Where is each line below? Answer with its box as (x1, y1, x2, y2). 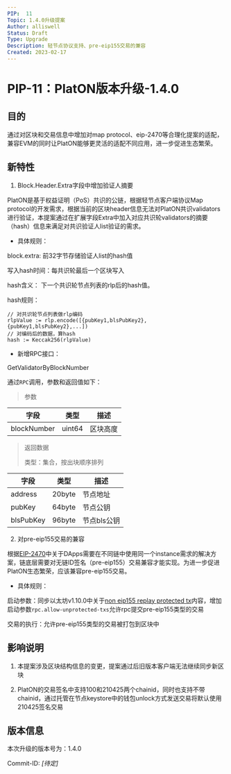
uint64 (61, 423, 83, 433)
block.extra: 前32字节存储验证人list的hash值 (7, 251, 133, 260)
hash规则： (7, 296, 40, 304)
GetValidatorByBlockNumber (7, 363, 89, 371)
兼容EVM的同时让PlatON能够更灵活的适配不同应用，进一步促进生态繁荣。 (7, 139, 217, 147)
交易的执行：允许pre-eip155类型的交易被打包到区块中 (7, 619, 160, 628)
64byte (51, 502, 76, 512)
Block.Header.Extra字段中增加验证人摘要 (17, 181, 134, 190)
